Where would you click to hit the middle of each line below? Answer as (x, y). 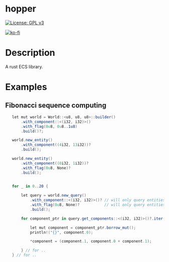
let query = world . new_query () (54, 196)
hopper (21, 9)
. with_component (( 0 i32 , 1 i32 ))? (55, 163)
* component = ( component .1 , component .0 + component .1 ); (91, 241)
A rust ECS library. (24, 66)
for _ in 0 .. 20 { (30, 187)
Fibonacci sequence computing (56, 105)
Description (30, 53)
